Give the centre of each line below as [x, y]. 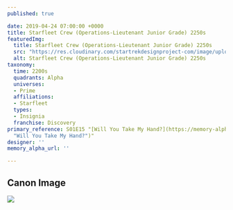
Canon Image [36, 183]
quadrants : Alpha [38, 78]
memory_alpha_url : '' [38, 149]
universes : [29, 84]
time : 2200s [31, 71]
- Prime [25, 91]
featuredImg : [26, 39]
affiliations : [34, 97]
